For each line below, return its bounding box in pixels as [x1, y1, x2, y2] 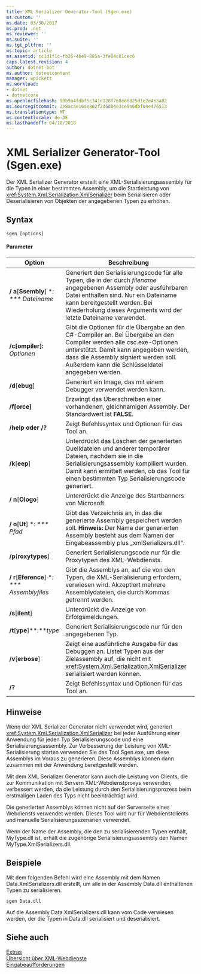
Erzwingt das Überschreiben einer [65, 395, 162, 403]
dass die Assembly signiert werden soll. [65, 353, 177, 362]
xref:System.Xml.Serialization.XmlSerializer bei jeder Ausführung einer [6, 729, 181, 736]
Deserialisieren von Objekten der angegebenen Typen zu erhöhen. [6, 198, 170, 205]
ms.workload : [6, 81, 39, 87]
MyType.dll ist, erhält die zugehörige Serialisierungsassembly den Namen [6, 834, 188, 841]
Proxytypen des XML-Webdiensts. [65, 556, 163, 565]
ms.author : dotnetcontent [6, 70, 71, 76]
